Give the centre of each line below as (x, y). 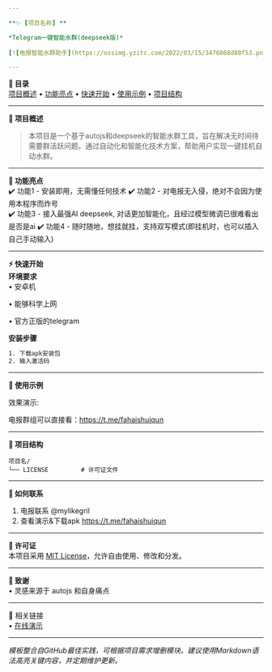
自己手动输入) (31, 239)
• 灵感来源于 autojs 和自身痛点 (59, 591)
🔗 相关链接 (26, 615)
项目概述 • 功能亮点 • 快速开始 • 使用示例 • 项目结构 (95, 94)
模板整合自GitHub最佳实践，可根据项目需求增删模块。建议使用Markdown (130, 650)
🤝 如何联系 (26, 493)
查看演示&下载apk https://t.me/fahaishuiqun (93, 521)
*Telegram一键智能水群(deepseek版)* (66, 37)
